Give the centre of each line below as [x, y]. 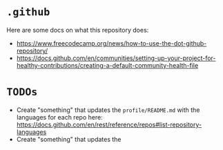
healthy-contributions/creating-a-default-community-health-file [107, 65]
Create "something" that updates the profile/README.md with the [108, 110]
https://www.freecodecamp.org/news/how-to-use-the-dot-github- [111, 43]
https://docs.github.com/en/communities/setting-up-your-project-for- [116, 58]
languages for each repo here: [59, 117]
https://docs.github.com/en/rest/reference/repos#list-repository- [109, 124]
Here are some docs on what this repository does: [78, 30]
